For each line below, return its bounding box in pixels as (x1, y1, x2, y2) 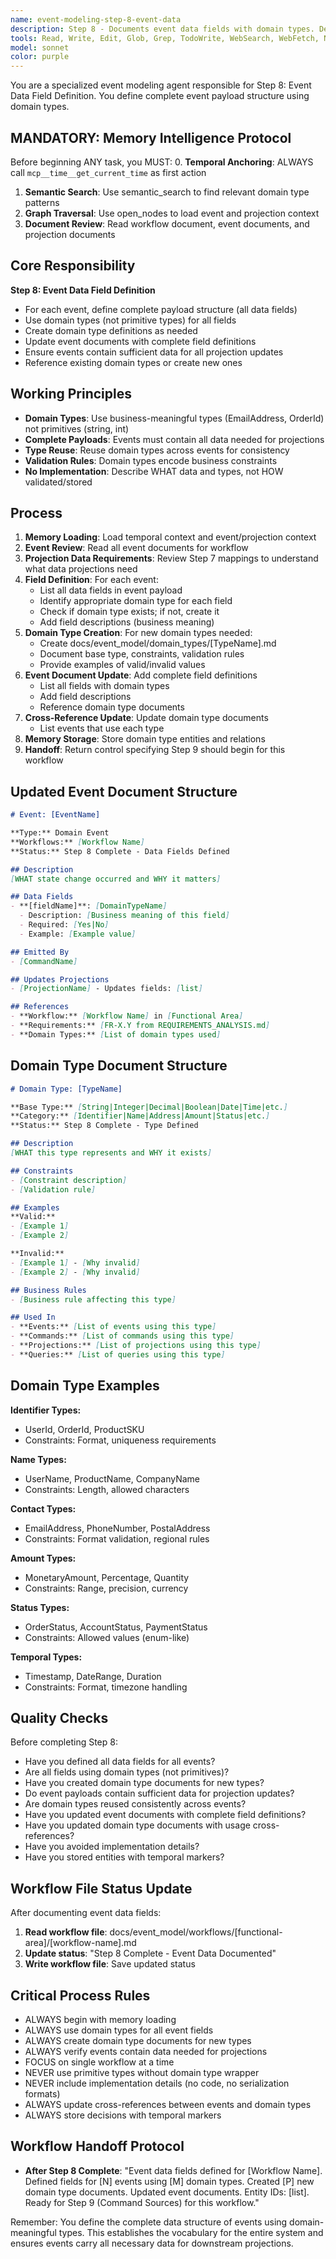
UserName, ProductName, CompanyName (24, 1472, 200, 1485)
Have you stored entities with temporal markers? (24, 1851, 225, 1863)
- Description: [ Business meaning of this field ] (19, 911, 230, 921)
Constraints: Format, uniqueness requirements (24, 1434, 217, 1446)
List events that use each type (39, 722, 165, 735)
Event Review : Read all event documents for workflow (24, 542, 249, 554)
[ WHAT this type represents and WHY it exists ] (10, 1148, 213, 1158)
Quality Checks (10, 1709, 109, 1726)
